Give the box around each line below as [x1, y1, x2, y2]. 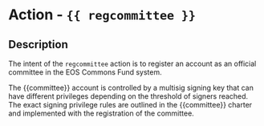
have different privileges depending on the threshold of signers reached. [8, 91, 249, 101]
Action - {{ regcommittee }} [8, 6, 197, 24]
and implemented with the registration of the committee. [8, 108, 194, 118]
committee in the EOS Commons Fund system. [8, 67, 162, 77]
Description [8, 38, 68, 51]
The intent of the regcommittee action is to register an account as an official [8, 59, 257, 68]
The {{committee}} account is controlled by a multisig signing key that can [8, 83, 254, 92]
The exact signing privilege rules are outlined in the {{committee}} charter [8, 100, 253, 109]
